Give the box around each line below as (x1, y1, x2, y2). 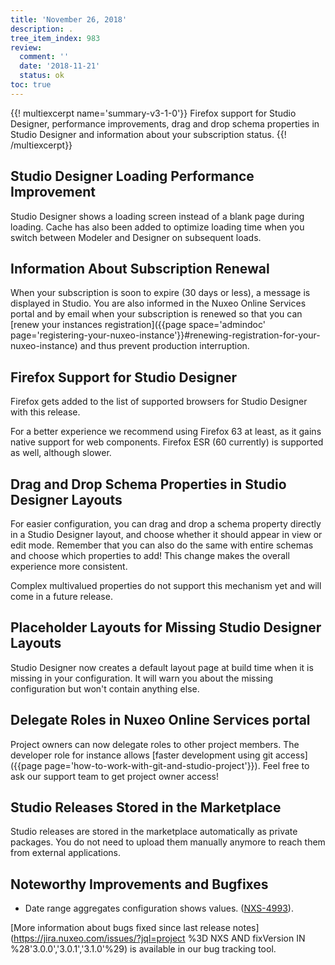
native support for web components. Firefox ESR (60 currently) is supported (10, 436, 324, 448)
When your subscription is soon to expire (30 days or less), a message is (10, 287, 311, 299)
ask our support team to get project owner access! (10, 770, 219, 782)
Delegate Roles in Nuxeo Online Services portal (10, 712, 311, 729)
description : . (10, 24, 74, 34)
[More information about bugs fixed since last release (10, 922, 231, 934)
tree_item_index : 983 (10, 33, 101, 43)
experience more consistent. (10, 561, 128, 572)
